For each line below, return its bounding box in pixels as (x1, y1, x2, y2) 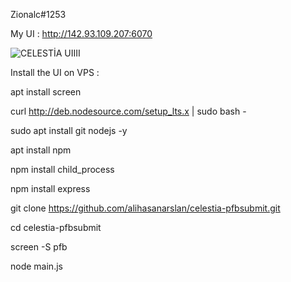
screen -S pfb (10, 241, 68, 253)
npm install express (10, 183, 91, 194)
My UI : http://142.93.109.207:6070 (10, 28, 153, 39)
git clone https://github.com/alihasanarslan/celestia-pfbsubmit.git (10, 202, 281, 214)
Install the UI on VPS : (10, 67, 100, 78)
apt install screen (10, 86, 82, 98)
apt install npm (10, 144, 72, 156)
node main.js (10, 260, 63, 272)
